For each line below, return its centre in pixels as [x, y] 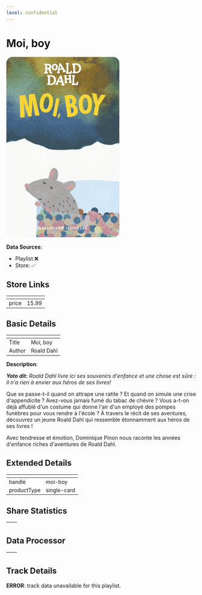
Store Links [28, 285]
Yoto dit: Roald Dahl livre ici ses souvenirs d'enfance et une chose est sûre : [101, 376]
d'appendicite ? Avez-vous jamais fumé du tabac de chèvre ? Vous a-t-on [98, 400]
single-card [60, 490]
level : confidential [32, 13]
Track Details [32, 571]
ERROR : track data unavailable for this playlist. [64, 585]
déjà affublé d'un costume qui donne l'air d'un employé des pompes [91, 407]
